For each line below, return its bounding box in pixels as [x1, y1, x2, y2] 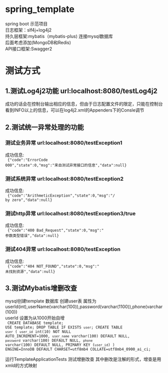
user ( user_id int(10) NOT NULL [5, 329, 71, 334]
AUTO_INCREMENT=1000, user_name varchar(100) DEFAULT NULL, [5, 334, 130, 339]
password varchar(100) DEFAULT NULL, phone [5, 338, 93, 343]
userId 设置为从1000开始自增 [5, 315, 65, 321]
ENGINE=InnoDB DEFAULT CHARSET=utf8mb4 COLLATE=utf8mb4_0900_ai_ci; [5, 347, 151, 352]
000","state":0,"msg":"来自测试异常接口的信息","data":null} [5, 163, 127, 168]
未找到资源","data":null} [5, 269, 55, 274]
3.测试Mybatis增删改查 [5, 284, 77, 292]
